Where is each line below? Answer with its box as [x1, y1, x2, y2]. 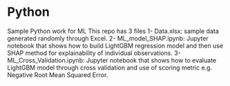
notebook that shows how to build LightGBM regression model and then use [7, 41, 223, 50]
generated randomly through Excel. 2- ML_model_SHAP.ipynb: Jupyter [7, 34, 209, 42]
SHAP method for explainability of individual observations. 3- [7, 49, 181, 57]
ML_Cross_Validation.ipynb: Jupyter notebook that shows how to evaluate [7, 56, 216, 64]
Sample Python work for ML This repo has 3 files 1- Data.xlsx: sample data [7, 27, 220, 35]
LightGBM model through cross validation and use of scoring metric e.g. [7, 63, 213, 72]
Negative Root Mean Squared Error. [7, 70, 108, 79]
